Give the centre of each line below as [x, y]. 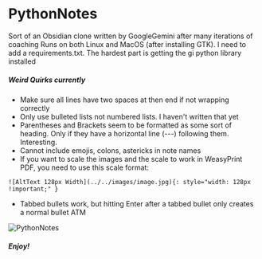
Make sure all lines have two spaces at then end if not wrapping [124, 100]
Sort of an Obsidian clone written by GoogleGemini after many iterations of [131, 36]
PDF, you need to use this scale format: [84, 167]
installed [22, 61]
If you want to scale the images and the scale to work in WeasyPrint [131, 159]
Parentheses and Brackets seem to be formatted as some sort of [126, 125]
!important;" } [33, 189]
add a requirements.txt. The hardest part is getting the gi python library [125, 53]
